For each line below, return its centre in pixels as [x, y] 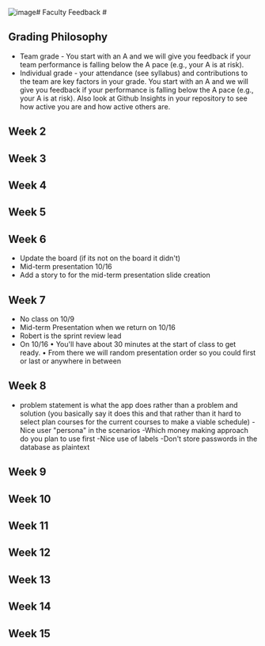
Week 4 [28, 185]
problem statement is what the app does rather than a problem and [129, 405]
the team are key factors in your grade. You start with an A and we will [134, 81]
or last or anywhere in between [70, 361]
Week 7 [27, 300]
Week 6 [27, 239]
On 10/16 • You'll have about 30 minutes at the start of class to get [128, 344]
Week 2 [27, 132]
